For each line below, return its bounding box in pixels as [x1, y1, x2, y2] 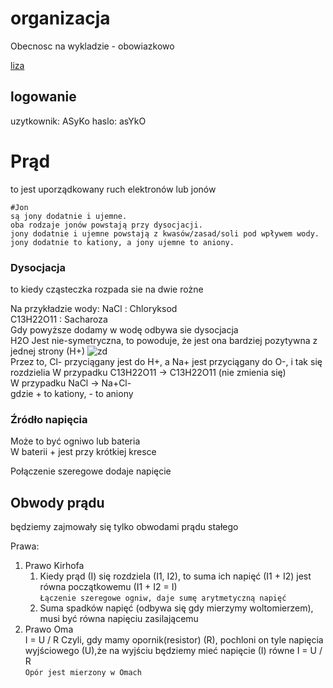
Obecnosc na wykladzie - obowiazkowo [10, 40, 175, 52]
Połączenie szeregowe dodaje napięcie [10, 465, 172, 477]
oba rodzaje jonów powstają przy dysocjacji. [10, 220, 203, 230]
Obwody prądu [10, 494, 105, 511]
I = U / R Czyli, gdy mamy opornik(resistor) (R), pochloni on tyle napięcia [24, 634, 324, 646]
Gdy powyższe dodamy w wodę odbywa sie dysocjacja [10, 323, 239, 336]
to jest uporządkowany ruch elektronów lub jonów [10, 183, 217, 195]
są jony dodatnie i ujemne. [10, 211, 128, 221]
